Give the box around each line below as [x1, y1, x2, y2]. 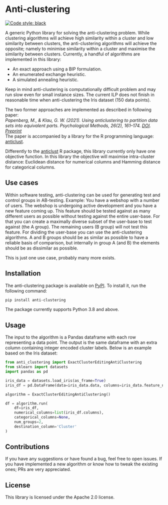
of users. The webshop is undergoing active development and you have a [5, 202, 156, 208]
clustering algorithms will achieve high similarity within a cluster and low [5, 35, 154, 41]
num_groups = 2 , [14, 419, 43, 424]
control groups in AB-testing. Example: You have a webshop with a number [5, 197, 160, 203]
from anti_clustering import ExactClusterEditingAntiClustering [5, 360, 142, 365]
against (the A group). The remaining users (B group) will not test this [5, 223, 148, 229]
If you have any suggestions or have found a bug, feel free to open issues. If [5, 456, 162, 462]
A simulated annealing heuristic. [12, 76, 79, 82]
